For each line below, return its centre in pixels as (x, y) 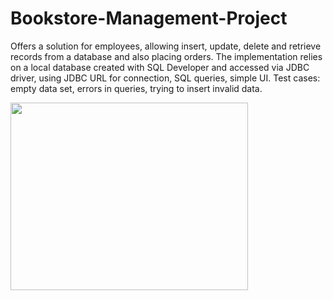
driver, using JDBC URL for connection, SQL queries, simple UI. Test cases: (165, 78)
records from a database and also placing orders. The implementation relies (166, 56)
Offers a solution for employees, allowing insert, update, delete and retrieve (166, 46)
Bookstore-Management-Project (149, 18)
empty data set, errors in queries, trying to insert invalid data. (136, 88)
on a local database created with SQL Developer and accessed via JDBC (160, 67)
